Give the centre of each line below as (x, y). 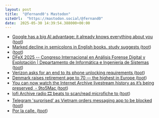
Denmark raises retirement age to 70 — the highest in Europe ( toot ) (79, 78)
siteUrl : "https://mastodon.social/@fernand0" (54, 18)
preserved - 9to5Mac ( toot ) (40, 88)
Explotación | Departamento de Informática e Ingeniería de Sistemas (80, 62)
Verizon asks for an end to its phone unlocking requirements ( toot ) (79, 73)
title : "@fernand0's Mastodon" (38, 14)
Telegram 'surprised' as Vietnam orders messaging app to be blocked (82, 101)
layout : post (18, 9)
